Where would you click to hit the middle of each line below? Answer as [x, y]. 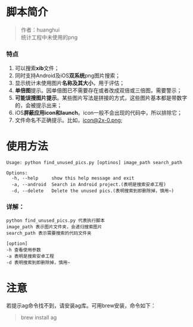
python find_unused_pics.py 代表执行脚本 [56, 221]
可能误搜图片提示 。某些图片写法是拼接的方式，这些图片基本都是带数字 [101, 98]
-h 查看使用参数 [24, 250]
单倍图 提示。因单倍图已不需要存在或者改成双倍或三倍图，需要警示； [98, 90]
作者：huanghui [40, 30]
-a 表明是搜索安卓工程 [30, 256]
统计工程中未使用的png [49, 37]
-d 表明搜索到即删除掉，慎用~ [38, 263]
